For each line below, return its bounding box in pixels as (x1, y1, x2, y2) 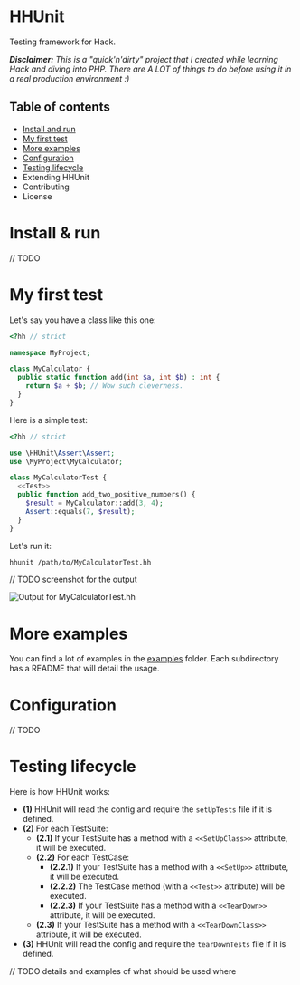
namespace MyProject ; (9, 348, 91, 357)
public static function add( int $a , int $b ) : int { (17, 373, 220, 382)
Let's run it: (9, 540, 52, 551)
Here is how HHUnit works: (9, 787, 110, 797)
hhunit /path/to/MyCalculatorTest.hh (9, 557, 152, 567)
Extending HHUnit (22, 171, 90, 182)
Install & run (9, 222, 101, 243)
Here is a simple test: (9, 414, 88, 425)
